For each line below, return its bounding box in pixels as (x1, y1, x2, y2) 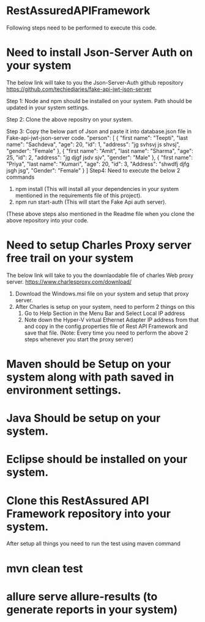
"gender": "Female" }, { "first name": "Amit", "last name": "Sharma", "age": (6, 147, 194, 154)
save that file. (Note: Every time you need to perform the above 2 (24, 329, 188, 336)
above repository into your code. (6, 216, 89, 224)
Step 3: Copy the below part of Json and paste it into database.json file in (6, 127, 192, 135)
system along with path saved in (6, 370, 174, 384)
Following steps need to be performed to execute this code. (6, 24, 157, 31)
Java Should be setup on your (6, 411, 161, 426)
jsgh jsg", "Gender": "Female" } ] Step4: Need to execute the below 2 (6, 166, 181, 174)
